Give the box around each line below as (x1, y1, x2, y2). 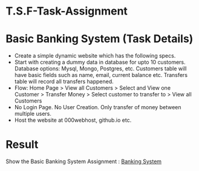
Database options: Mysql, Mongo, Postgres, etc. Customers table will (14, 65, 187, 72)
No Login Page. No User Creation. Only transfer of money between (14, 104, 181, 111)
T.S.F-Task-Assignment (5, 4, 128, 18)
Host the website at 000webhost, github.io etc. (14, 116, 132, 124)
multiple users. (14, 110, 52, 118)
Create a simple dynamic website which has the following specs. (14, 52, 176, 59)
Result (5, 138, 39, 152)
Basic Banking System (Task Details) (5, 32, 194, 46)
